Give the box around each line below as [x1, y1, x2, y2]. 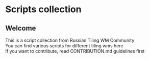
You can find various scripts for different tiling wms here [5, 43, 123, 49]
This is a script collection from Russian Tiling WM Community [5, 37, 135, 43]
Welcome [5, 24, 36, 33]
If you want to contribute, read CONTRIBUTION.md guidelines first [5, 48, 145, 54]
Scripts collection [5, 4, 82, 15]
